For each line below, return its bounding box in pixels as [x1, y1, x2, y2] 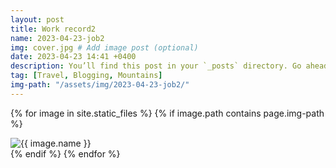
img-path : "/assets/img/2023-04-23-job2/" [10, 80, 190, 90]
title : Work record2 [10, 24, 97, 34]
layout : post [10, 14, 65, 25]
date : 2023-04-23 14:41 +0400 [10, 52, 137, 62]
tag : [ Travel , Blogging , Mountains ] [10, 71, 163, 81]
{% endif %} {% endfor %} [10, 147, 121, 160]
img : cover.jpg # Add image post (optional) [10, 42, 199, 53]
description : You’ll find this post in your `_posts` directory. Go [10, 61, 302, 71]
